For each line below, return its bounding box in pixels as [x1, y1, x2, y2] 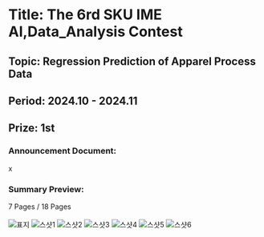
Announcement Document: [8, 146, 117, 157]
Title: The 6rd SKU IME [8, 6, 163, 24]
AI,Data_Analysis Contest [8, 22, 183, 41]
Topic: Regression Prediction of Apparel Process [8, 54, 257, 68]
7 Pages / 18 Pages [8, 202, 71, 211]
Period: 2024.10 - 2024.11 [8, 94, 138, 107]
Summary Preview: [8, 183, 84, 195]
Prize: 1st [8, 122, 55, 135]
